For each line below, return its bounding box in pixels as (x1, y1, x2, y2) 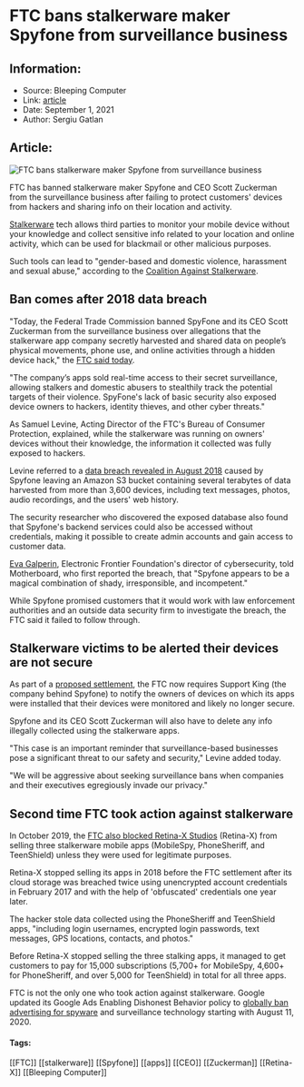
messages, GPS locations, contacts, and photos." (9, 933, 193, 944)
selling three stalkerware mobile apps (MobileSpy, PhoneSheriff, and (9, 840, 265, 851)
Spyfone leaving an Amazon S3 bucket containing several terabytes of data (9, 474, 291, 486)
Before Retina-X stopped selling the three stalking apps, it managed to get (9, 951, 286, 962)
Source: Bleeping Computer (22, 85, 127, 95)
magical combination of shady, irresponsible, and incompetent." (9, 578, 248, 588)
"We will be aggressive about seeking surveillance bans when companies (9, 770, 284, 781)
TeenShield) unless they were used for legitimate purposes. (9, 850, 232, 861)
